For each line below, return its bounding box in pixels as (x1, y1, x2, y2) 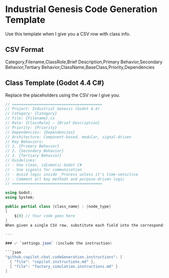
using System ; (5, 195, 35, 200)
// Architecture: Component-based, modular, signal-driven (5, 134, 132, 139)
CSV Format (5, 45, 44, 54)
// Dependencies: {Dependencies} (5, 130, 75, 135)
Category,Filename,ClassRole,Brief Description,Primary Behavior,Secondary (5, 59, 162, 65)
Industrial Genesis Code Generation (5, 4, 157, 15)
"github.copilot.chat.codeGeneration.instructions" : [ (5, 255, 123, 260)
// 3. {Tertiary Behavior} (5, 153, 62, 158)
